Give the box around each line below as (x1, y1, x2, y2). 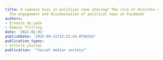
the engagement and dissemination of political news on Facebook (9, 12, 145, 16)
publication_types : (5, 39, 45, 44)
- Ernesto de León (5, 20, 42, 26)
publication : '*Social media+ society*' (5, 47, 88, 52)
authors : (5, 16, 23, 21)
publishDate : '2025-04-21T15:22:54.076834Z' (5, 34, 97, 39)
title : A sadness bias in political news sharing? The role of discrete (5, 7, 155, 12)
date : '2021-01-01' (5, 30, 45, 34)
